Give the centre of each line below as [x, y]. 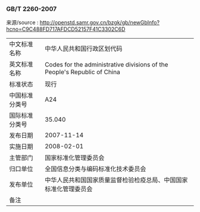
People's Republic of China [82, 72]
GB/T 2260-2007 [32, 9]
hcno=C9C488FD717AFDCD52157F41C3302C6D [66, 29]
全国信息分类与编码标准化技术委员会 [95, 169]
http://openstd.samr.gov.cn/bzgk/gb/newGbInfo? [99, 23]
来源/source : [22, 23]
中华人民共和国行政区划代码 [83, 49]
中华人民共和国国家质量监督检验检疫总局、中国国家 [116, 180]
